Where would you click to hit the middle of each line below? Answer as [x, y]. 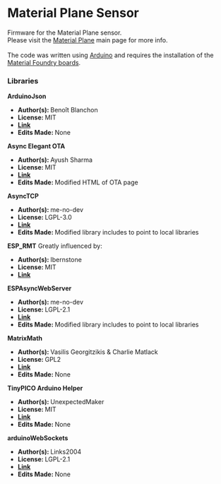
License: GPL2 [39, 360]
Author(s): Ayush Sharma [55, 160]
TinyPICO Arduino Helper [45, 388]
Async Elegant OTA [36, 146]
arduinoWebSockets [38, 438]
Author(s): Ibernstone [50, 260]
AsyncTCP [23, 196]
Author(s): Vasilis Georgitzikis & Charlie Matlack [88, 352]
